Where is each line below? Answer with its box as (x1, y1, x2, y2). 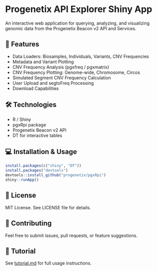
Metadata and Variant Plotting (12, 59, 74, 65)
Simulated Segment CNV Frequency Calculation (12, 74, 111, 81)
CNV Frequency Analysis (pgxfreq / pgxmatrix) (12, 64, 109, 70)
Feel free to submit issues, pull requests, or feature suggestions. (5, 232, 137, 238)
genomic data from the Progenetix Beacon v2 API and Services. (5, 25, 136, 31)
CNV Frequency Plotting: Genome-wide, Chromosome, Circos (12, 69, 140, 75)
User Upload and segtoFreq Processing (12, 80, 94, 86)
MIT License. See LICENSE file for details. (5, 204, 91, 210)
